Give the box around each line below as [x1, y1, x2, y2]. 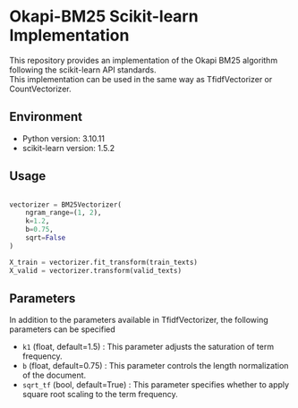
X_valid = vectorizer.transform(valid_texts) [9, 266, 182, 275]
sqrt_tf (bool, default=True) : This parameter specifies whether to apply [21, 379, 289, 390]
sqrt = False [25, 234, 66, 242]
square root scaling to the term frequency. [21, 389, 179, 400]
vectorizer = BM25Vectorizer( [9, 200, 123, 209]
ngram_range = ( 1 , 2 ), [25, 208, 102, 217]
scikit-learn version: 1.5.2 [21, 142, 115, 153]
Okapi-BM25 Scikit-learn [9, 6, 199, 27]
